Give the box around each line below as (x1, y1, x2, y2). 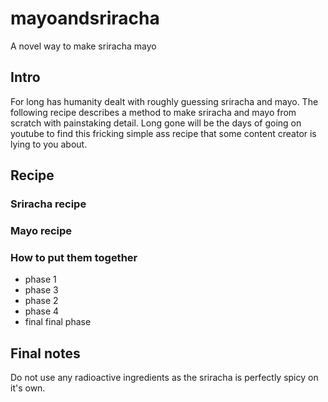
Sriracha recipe (10, 197, 87, 211)
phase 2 (24, 295, 59, 307)
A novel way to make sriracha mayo (10, 40, 157, 52)
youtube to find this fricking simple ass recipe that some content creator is (10, 127, 317, 139)
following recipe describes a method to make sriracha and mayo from (10, 106, 297, 118)
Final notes (10, 345, 81, 362)
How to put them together (10, 250, 138, 264)
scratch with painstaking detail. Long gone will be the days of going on (10, 117, 302, 129)
